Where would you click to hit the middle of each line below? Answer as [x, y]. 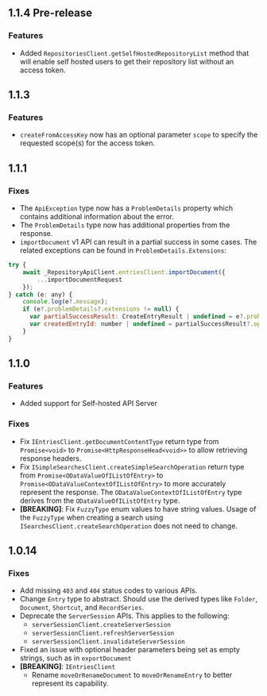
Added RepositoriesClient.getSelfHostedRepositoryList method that [134, 53]
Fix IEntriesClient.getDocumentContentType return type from [119, 441]
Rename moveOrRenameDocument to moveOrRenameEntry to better [132, 675]
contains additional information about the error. [97, 217]
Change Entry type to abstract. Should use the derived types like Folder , [139, 599]
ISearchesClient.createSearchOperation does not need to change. [129, 526]
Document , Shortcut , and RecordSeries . [82, 608]
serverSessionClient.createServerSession [101, 625]
